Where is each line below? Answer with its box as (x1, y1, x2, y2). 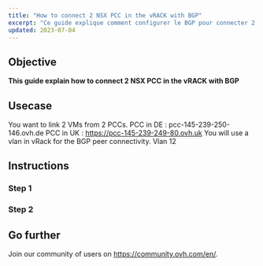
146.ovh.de (8, 128, 45, 138)
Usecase (8, 99, 53, 113)
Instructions (8, 159, 69, 173)
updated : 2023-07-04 (8, 26, 76, 34)
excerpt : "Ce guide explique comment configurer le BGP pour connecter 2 (8, 19, 256, 27)
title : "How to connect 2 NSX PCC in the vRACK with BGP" (8, 11, 202, 20)
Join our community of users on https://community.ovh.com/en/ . (8, 249, 218, 259)
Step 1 (8, 183, 32, 194)
